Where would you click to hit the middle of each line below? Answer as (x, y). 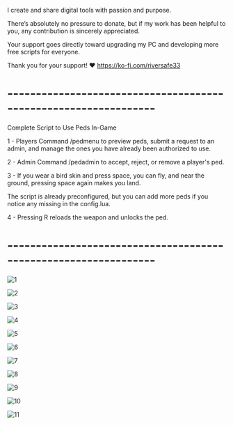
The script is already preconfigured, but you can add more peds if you (108, 196)
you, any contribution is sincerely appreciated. (74, 31)
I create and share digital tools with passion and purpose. (89, 10)
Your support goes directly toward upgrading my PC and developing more (113, 44)
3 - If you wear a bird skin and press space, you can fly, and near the (106, 175)
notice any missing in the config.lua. (59, 203)
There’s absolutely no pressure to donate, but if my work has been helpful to (116, 23)
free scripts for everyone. (43, 52)
